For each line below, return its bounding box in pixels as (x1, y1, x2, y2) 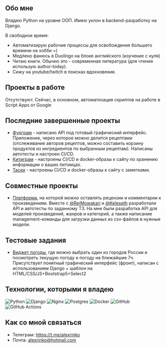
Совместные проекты (5, 182, 78, 190)
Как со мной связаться (5, 318, 81, 327)
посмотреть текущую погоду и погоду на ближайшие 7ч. (12, 255, 134, 261)
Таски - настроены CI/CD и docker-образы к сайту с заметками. (12, 167, 150, 173)
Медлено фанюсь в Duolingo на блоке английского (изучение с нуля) (12, 53, 160, 59)
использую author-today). (12, 63, 67, 69)
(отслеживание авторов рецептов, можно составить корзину (12, 140, 144, 146)
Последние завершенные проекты (5, 116, 120, 125)
